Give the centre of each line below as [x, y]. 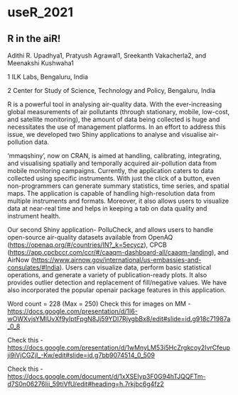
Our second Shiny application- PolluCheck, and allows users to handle [110, 230]
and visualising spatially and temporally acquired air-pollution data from [112, 163]
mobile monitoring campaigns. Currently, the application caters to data [111, 171]
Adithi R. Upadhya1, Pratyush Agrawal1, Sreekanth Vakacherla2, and [107, 55]
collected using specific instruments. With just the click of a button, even [114, 178]
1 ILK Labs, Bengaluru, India [48, 77]
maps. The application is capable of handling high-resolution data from [111, 193]
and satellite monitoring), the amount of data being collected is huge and [114, 119]
